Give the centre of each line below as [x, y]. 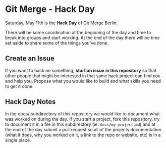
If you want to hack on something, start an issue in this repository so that [81, 70]
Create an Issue [30, 59]
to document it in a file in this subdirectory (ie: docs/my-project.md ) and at [80, 124]
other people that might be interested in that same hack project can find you [83, 76]
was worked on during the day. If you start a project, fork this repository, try [83, 119]
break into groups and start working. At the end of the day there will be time [83, 38]
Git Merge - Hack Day [50, 9]
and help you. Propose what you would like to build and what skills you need [83, 81]
